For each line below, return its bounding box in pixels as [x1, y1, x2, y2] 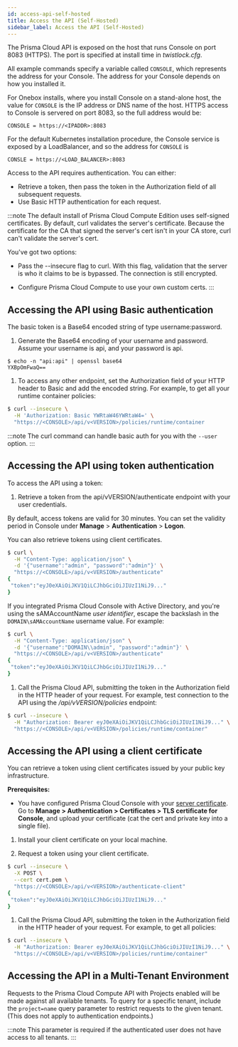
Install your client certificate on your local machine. [17, 835, 168, 844]
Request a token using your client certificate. [17, 849, 149, 858]
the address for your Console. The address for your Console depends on [7, 72, 220, 80]
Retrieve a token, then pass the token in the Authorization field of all [17, 182, 217, 191]
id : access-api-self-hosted [7, 10, 91, 18]
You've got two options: [7, 248, 77, 256]
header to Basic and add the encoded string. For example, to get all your [17, 384, 230, 392]
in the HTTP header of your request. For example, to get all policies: [17, 923, 217, 932]
